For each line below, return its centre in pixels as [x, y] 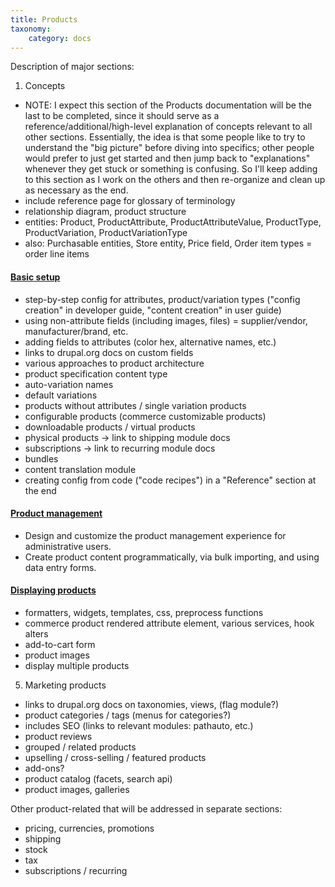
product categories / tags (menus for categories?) [128, 715]
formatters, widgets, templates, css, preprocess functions [144, 612]
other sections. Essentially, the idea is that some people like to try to [165, 137]
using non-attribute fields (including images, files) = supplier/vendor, [166, 320]
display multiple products [77, 665]
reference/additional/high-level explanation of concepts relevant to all [168, 127]
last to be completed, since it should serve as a [122, 116]
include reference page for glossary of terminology [130, 201]
